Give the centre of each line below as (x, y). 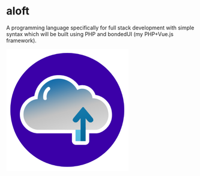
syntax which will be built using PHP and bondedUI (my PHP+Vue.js (90, 34)
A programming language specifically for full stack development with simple (100, 28)
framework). (22, 40)
